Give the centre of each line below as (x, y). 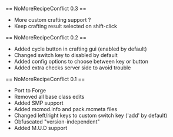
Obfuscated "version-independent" (57, 122)
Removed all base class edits (49, 97)
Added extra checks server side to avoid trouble (72, 68)
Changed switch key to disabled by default (66, 55)
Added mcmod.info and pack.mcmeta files (66, 109)
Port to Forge (30, 90)
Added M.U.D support (41, 128)
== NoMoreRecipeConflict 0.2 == (46, 37)
